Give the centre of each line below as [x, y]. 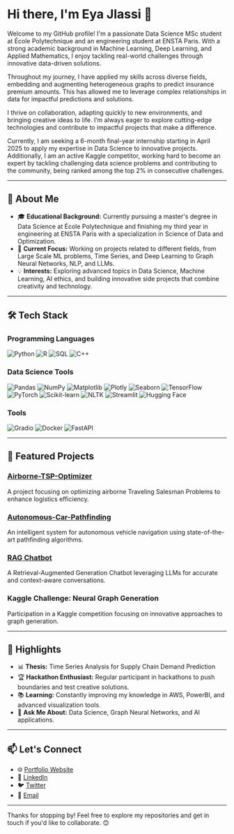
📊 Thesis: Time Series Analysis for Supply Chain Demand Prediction [116, 667]
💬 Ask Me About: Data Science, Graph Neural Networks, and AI [109, 713]
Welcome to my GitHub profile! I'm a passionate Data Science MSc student [115, 33]
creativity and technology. [55, 286]
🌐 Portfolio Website [45, 770]
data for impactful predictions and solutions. [71, 99]
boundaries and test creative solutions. [73, 687]
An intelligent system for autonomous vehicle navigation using [96, 533]
